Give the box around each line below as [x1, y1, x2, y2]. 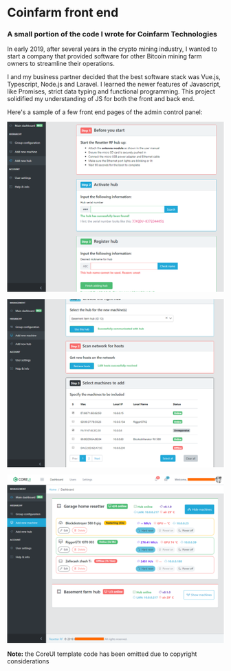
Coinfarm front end [7, 5, 119, 21]
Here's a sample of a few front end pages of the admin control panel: [7, 108, 203, 116]
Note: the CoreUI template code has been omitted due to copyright [7, 650, 197, 658]
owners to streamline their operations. [7, 60, 115, 68]
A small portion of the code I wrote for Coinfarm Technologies [7, 30, 218, 39]
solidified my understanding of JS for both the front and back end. [7, 95, 195, 103]
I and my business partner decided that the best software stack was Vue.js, [7, 73, 221, 81]
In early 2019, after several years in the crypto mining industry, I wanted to [7, 45, 218, 53]
